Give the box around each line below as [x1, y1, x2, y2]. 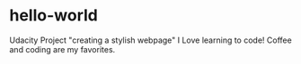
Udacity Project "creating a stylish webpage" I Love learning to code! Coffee [9, 35, 292, 45]
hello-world [9, 5, 99, 26]
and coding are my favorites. [9, 44, 116, 54]
